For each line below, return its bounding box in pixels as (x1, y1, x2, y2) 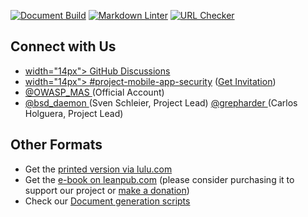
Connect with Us (10, 38, 117, 55)
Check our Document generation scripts (24, 195, 191, 207)
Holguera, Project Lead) (24, 107, 124, 119)
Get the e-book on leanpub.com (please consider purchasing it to (24, 173, 295, 185)
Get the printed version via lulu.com (24, 163, 173, 175)
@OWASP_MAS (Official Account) (24, 86, 165, 98)
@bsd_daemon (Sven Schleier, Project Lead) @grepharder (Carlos (24, 96, 298, 109)
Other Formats (10, 136, 103, 154)
